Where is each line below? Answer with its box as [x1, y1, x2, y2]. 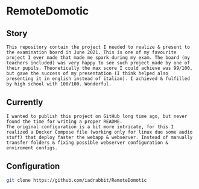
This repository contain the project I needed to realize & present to [6, 44, 190, 50]
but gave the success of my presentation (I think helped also [6, 70, 169, 76]
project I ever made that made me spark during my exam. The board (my [6, 55, 190, 61]
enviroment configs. [6, 144, 58, 151]
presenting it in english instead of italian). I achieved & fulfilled [6, 76, 190, 82]
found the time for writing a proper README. [6, 119, 122, 125]
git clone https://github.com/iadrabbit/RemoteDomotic [6, 177, 147, 183]
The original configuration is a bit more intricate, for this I [6, 123, 174, 130]
